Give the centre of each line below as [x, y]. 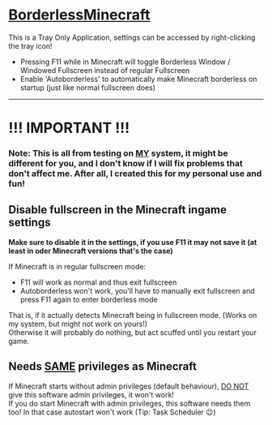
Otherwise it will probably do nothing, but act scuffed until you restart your [133, 332]
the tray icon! [30, 45]
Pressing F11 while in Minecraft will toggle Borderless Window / [125, 62]
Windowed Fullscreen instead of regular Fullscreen [105, 70]
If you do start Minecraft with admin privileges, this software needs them [130, 403]
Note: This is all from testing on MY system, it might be [118, 153]
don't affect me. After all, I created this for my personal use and [135, 174]
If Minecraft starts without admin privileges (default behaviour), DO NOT [129, 386]
